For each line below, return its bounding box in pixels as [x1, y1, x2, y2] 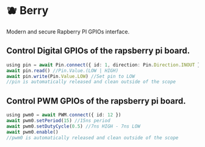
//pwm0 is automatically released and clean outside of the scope [6, 134, 179, 141]
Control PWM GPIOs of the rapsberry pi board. [6, 96, 186, 106]
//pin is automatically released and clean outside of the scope [6, 79, 176, 85]
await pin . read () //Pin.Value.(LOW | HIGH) [6, 67, 119, 74]
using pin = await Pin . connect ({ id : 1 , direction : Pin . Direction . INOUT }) [6, 62, 203, 68]
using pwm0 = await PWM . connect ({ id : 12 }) [6, 112, 121, 118]
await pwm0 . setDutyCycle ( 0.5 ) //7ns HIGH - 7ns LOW [6, 123, 140, 129]
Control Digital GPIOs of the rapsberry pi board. [6, 46, 190, 56]
